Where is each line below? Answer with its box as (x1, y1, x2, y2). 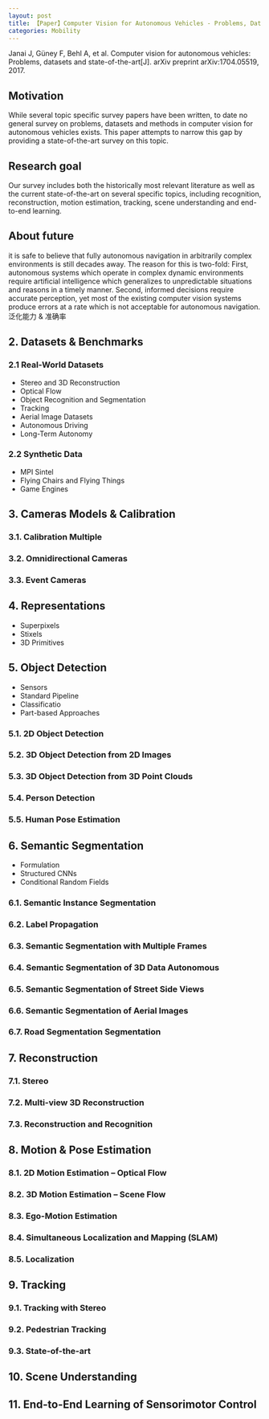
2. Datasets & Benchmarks (8, 335, 144, 349)
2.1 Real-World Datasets (8, 359, 104, 370)
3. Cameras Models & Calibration (8, 508, 176, 521)
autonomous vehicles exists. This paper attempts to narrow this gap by (8, 128, 243, 137)
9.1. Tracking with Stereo (8, 1302, 107, 1313)
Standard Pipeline (19, 691, 79, 700)
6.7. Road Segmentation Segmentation (8, 1026, 161, 1038)
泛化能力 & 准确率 (8, 311, 67, 321)
